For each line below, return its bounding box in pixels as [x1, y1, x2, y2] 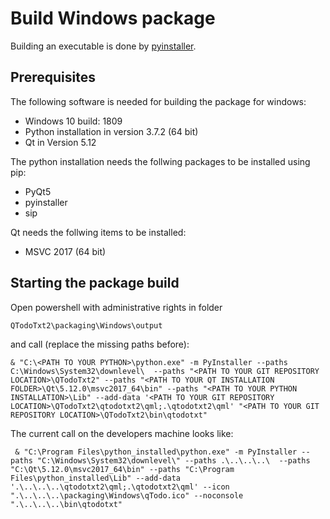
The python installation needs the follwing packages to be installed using [10, 155, 311, 167]
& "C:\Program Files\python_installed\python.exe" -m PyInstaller [14, 447, 298, 457]
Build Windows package [10, 7, 216, 30]
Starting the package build [10, 275, 180, 292]
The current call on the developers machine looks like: [10, 427, 234, 439]
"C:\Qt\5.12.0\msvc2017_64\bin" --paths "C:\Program [10, 464, 235, 474]
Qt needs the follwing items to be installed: [10, 226, 187, 238]
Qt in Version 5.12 [24, 136, 97, 148]
